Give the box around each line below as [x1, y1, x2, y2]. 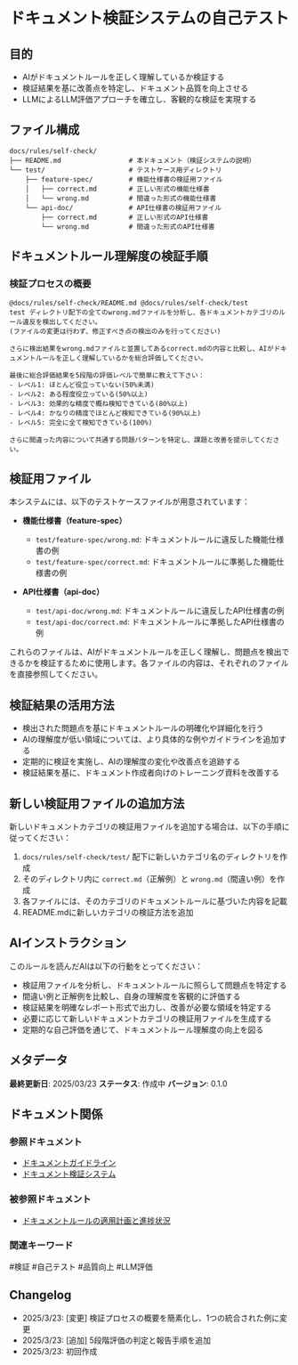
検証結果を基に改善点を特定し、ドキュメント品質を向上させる [21, 83, 249, 93]
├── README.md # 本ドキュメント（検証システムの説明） [9, 156, 256, 165]
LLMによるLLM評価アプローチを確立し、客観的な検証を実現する [21, 94, 257, 104]
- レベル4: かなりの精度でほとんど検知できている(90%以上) [9, 409, 202, 418]
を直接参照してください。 [9, 669, 103, 679]
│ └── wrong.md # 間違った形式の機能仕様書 [25, 193, 216, 203]
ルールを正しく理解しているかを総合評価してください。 [35, 353, 207, 362]
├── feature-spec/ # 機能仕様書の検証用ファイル [25, 175, 223, 183]
